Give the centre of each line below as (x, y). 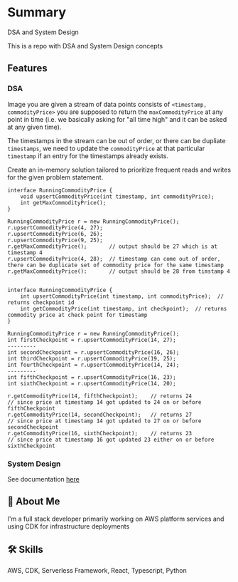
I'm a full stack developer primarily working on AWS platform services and (116, 519)
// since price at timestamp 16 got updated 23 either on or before (111, 440)
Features (27, 68)
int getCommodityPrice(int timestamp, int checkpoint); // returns (124, 308)
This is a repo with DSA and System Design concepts (85, 46)
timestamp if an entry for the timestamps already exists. (88, 156)
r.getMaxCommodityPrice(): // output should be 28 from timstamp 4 (119, 271)
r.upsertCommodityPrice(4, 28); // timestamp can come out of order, (114, 259)
